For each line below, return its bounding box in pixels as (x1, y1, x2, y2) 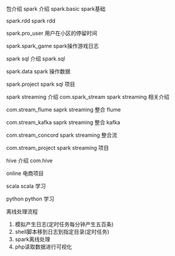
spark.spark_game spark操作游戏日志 (6, 43, 99, 49)
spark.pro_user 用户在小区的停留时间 (6, 29, 98, 37)
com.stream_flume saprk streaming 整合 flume (6, 106, 121, 113)
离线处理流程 (6, 208, 38, 215)
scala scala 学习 (6, 182, 46, 189)
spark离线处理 (14, 236, 50, 243)
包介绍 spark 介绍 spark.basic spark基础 (6, 5, 106, 12)
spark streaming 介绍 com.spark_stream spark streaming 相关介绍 (6, 94, 170, 100)
